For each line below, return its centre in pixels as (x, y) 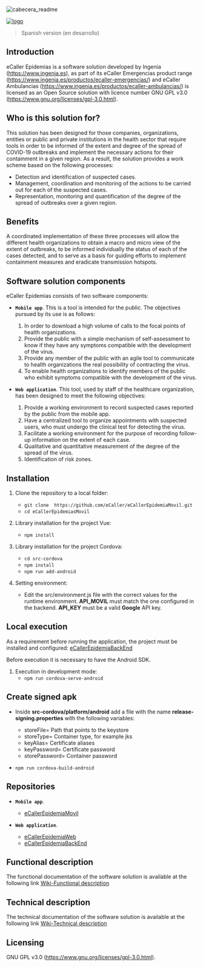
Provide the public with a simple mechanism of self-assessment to (107, 339)
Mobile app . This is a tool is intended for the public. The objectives (98, 308)
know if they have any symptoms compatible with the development (108, 345)
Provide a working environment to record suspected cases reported (109, 408)
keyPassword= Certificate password (69, 749)
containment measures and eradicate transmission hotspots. (82, 262)
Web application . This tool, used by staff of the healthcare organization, (105, 390)
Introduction (30, 52)
